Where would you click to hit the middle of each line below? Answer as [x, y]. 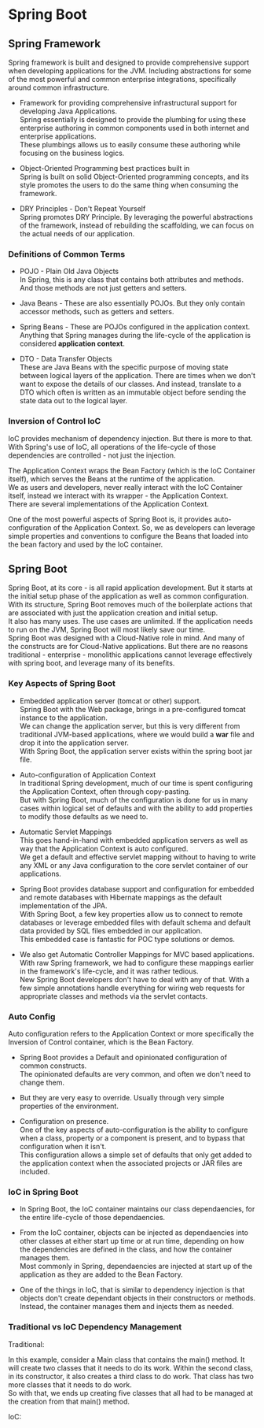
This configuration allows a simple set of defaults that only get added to [136, 1155]
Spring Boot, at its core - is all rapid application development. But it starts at [130, 588]
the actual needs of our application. [77, 234]
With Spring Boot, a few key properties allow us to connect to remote [131, 914]
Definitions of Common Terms [67, 254]
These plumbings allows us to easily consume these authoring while [130, 145]
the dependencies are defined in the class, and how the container [126, 1249]
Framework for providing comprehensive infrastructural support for [128, 103]
